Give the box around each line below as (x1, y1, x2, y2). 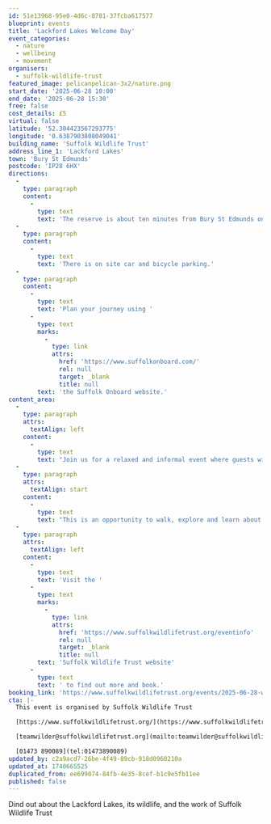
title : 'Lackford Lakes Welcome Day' (8, 27, 135, 35)
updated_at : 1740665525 (8, 762, 89, 771)
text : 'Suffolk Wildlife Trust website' (37, 658, 175, 667)
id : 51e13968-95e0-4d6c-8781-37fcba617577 (8, 11, 153, 20)
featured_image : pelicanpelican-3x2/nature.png (8, 79, 172, 87)
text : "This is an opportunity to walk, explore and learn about (37, 515, 262, 524)
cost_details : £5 (8, 110, 67, 118)
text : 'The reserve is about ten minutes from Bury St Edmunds (37, 215, 254, 223)
